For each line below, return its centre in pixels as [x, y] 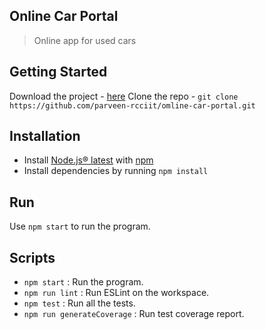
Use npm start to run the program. [80, 226]
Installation [45, 136]
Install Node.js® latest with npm [88, 160]
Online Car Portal [64, 16]
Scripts [32, 257]
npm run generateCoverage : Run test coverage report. [134, 314]
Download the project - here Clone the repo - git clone [124, 96]
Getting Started [58, 72]
